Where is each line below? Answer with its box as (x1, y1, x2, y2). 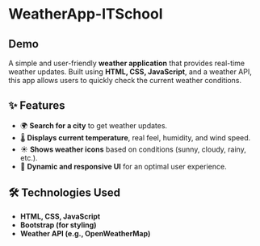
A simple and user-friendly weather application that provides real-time (8, 58, 245, 68)
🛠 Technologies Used (8, 186, 121, 200)
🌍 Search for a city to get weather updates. (19, 120, 168, 130)
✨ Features (8, 98, 65, 113)
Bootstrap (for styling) (19, 219, 97, 230)
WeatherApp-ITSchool (8, 5, 163, 23)
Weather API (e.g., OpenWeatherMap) (19, 228, 151, 238)
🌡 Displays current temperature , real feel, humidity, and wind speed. (19, 132, 251, 142)
